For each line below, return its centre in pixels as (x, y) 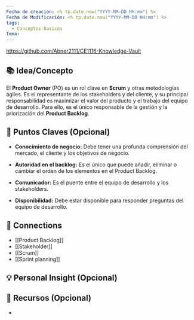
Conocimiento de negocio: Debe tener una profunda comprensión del (101, 147)
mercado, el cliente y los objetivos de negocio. (72, 153)
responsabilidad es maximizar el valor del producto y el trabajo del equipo (97, 100)
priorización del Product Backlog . (48, 113)
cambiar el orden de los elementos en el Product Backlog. (86, 170)
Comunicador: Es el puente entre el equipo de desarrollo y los (92, 182)
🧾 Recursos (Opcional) (49, 298)
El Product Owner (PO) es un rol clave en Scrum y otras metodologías (93, 88)
